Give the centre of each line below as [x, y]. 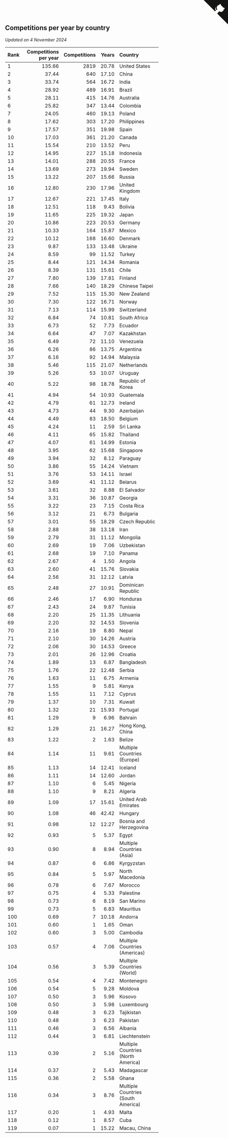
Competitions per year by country [57, 28]
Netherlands [133, 365]
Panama [128, 553]
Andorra [129, 917]
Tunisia [127, 607]
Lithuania [130, 615]
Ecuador [129, 325]
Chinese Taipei [136, 286]
